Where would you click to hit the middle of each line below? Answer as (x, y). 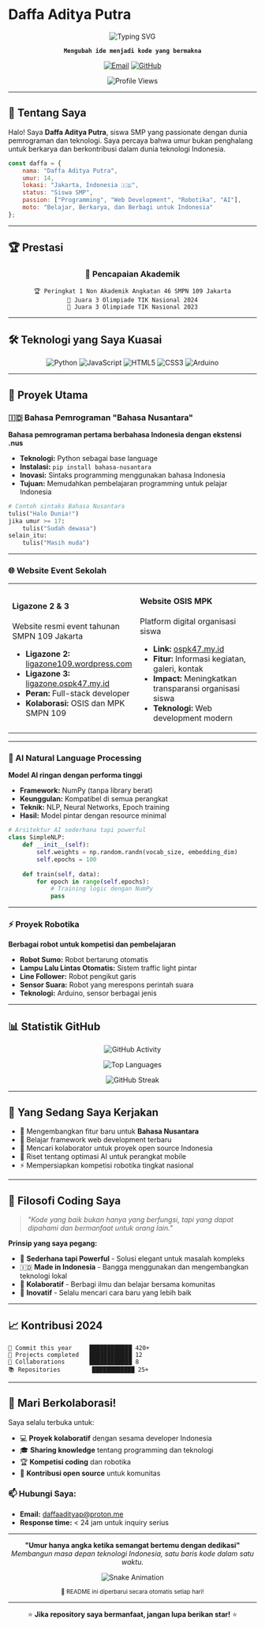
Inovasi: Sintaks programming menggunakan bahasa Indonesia (123, 474)
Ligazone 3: (48, 674)
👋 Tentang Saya (47, 113)
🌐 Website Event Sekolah (58, 571)
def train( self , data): (62, 874)
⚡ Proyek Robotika (44, 924)
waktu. (132, 1561)
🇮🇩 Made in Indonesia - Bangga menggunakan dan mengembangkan (134, 1267)
